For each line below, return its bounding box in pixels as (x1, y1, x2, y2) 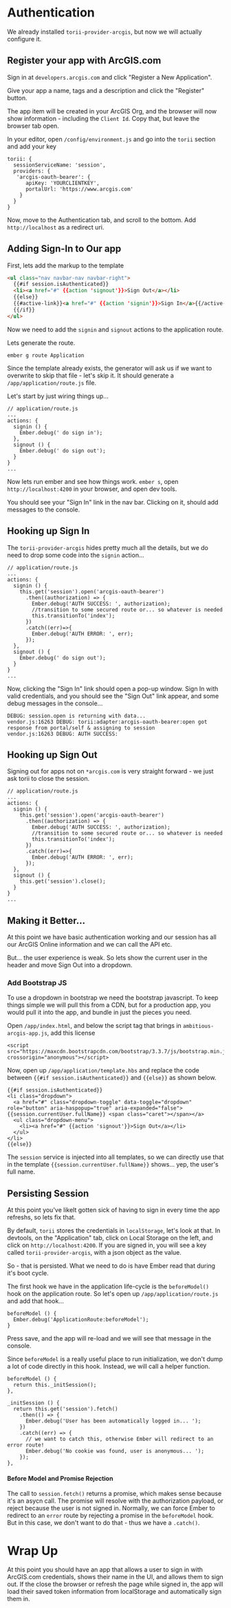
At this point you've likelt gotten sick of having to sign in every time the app (7, 1206, 220, 1214)
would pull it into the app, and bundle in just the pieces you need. (7, 1009, 192, 1017)
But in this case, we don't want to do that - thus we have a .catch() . (7, 1519, 200, 1527)
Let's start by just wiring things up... (7, 392, 109, 400)
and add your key (7, 142, 57, 151)
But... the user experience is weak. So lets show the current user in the (7, 954, 208, 962)
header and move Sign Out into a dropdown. (7, 961, 133, 969)
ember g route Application (7, 352, 85, 359)
